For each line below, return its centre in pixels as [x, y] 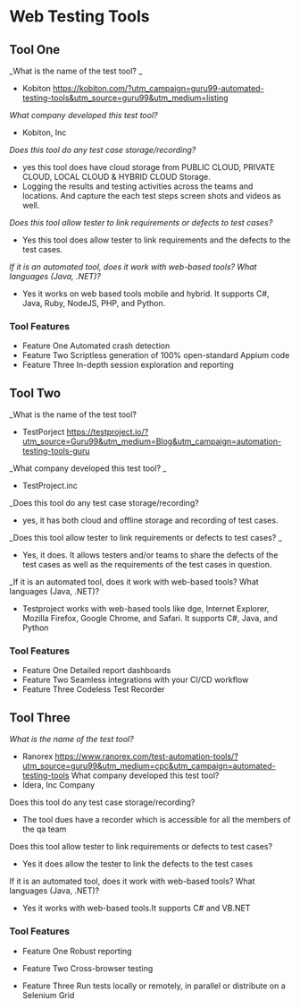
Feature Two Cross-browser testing [87, 968]
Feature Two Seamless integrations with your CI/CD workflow [135, 680]
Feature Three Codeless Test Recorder [93, 689]
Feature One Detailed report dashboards [96, 671]
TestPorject [43, 432]
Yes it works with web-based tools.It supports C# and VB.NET [136, 908]
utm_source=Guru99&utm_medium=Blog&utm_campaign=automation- [152, 441]
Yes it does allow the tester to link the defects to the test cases [137, 864]
